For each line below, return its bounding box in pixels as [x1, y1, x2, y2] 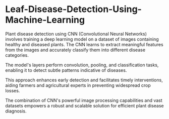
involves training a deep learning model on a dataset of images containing [5, 36, 159, 42]
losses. [5, 87, 20, 93]
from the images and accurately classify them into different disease [5, 47, 145, 53]
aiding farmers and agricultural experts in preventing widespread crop [5, 82, 151, 88]
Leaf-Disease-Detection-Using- [5, 4, 142, 15]
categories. [5, 52, 29, 58]
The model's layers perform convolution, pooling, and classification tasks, [5, 62, 159, 68]
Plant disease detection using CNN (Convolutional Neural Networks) [5, 31, 147, 37]
